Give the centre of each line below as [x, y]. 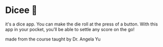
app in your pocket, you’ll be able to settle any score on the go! [70, 29]
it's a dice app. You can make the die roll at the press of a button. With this [81, 24]
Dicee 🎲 [21, 10]
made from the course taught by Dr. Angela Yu [53, 39]
